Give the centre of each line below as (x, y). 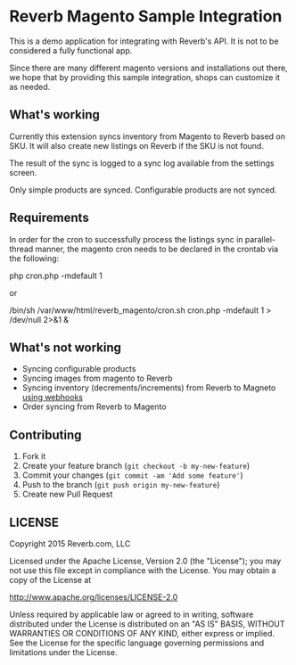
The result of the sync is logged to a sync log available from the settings (142, 163)
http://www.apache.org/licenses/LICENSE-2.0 (94, 597)
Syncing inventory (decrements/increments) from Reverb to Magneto (149, 388)
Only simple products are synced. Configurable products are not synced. (143, 190)
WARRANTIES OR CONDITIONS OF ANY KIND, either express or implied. (142, 633)
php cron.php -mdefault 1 (56, 275)
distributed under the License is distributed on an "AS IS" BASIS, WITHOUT (147, 624)
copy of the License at (50, 580)
